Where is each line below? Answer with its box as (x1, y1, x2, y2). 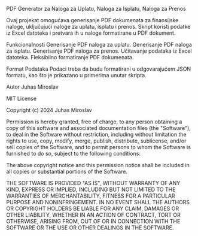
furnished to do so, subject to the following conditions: (6, 150, 141, 157)
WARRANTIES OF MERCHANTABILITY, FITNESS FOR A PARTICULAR (6, 192, 175, 199)
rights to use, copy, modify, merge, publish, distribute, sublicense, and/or (6, 137, 187, 144)
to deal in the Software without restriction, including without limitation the (6, 131, 187, 138)
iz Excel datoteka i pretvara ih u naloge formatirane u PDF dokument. (6, 29, 176, 37)
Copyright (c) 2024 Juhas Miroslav (6, 107, 92, 113)
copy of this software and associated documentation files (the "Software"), (6, 125, 191, 131)
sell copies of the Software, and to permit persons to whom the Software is (6, 144, 191, 150)
